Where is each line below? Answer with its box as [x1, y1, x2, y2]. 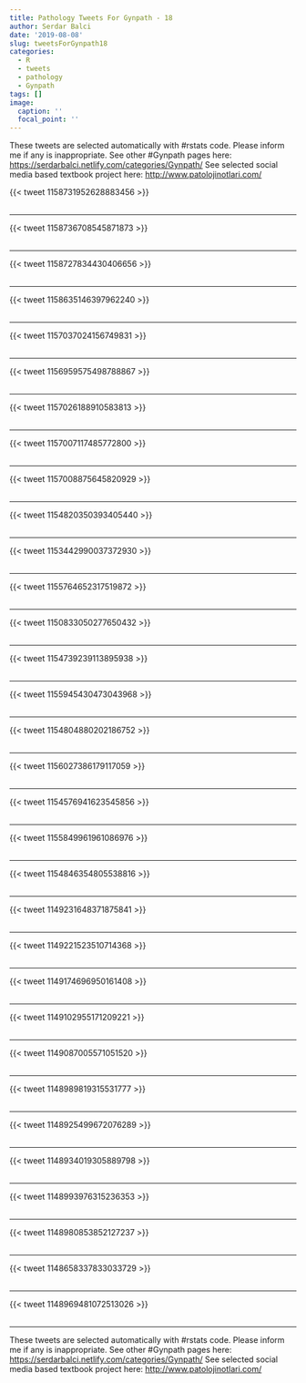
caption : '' [17, 107, 64, 116]
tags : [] [9, 89, 43, 98]
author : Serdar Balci [9, 22, 92, 31]
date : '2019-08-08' [9, 30, 84, 39]
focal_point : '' [17, 115, 79, 124]
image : [9, 97, 35, 108]
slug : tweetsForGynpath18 [9, 38, 107, 48]
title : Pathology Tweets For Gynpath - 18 [9, 13, 173, 23]
